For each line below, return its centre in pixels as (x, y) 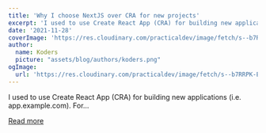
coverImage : (28, 38)
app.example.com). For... (49, 105)
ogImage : (23, 67)
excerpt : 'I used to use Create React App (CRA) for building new (120, 23)
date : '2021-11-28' (40, 30)
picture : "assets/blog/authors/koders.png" (88, 60)
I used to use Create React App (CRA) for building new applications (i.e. (125, 97)
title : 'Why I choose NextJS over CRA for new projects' (104, 15)
